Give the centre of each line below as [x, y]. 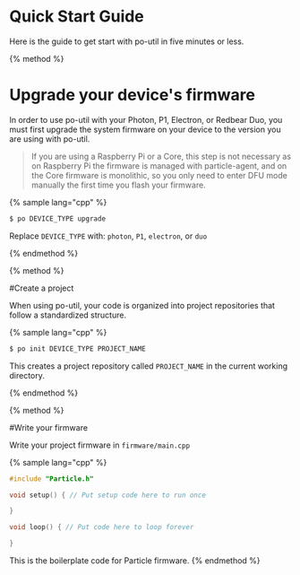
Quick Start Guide [77, 17]
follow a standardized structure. [68, 315]
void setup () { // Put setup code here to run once [107, 495]
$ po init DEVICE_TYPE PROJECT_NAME [77, 348]
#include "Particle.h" [51, 479]
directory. [27, 375]
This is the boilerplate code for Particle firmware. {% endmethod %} [135, 561]
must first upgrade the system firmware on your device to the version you [145, 129]
